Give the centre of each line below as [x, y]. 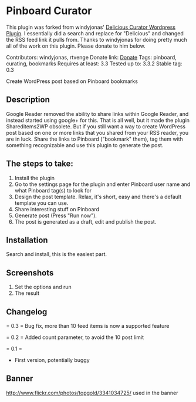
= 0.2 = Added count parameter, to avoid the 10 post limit [75, 337]
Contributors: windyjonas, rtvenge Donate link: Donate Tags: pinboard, [92, 57]
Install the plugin [34, 178]
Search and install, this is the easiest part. [57, 254]
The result [27, 293]
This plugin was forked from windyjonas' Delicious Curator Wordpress [91, 27]
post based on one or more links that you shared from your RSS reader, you [97, 132]
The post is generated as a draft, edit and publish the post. [85, 221]
